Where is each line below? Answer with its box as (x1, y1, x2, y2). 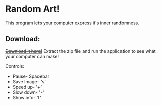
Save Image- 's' (12, 78, 46, 84)
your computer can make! (5, 53, 59, 59)
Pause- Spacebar (12, 73, 50, 79)
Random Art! (5, 3, 60, 15)
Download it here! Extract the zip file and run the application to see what (5, 48, 156, 54)
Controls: (5, 63, 24, 69)
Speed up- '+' (12, 84, 42, 90)
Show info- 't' (12, 94, 42, 100)
